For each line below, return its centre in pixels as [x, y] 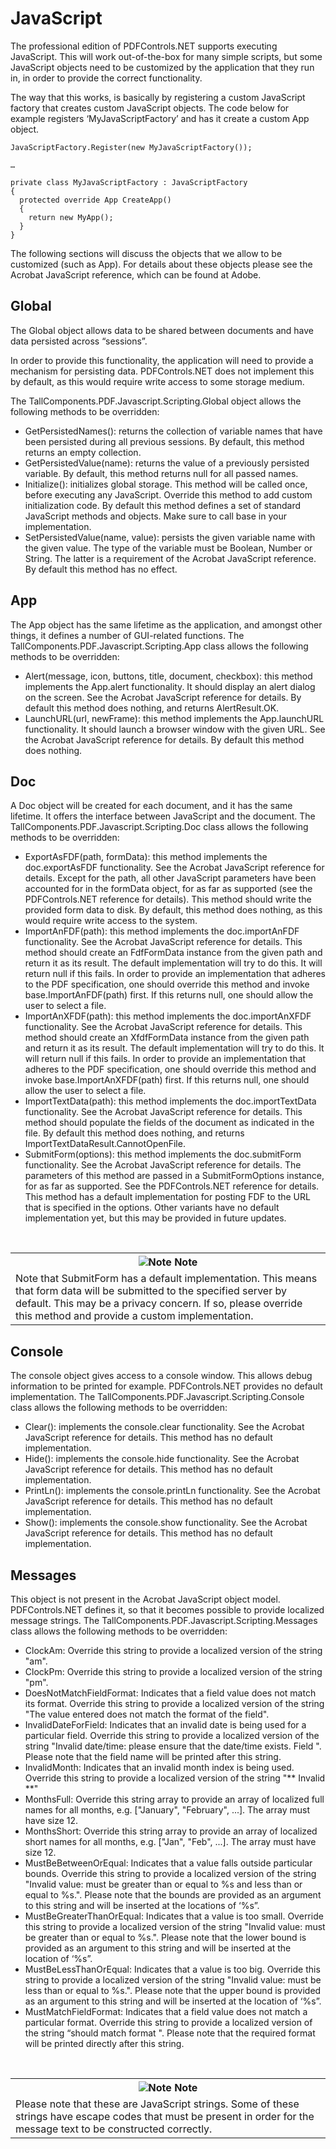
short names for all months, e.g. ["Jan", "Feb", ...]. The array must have [170, 1841]
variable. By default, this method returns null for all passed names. [161, 473]
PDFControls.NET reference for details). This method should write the [168, 899]
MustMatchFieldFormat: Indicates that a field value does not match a [166, 2011]
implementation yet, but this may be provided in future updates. [155, 1218]
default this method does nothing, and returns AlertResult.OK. [152, 708]
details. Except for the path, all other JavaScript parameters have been [170, 878]
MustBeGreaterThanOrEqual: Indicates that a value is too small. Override [174, 1916]
